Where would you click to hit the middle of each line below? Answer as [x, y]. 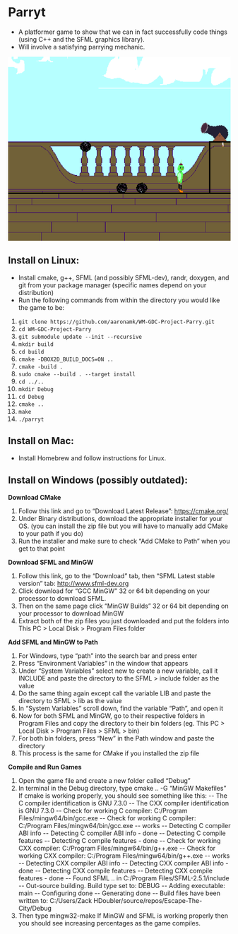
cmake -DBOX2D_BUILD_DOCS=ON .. [66, 359]
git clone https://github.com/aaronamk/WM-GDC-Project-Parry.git [116, 322]
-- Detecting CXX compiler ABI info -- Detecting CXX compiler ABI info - [123, 863]
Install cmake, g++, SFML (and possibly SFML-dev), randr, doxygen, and [124, 277]
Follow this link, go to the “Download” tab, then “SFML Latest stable [117, 575]
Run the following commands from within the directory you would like [119, 300]
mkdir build [36, 344]
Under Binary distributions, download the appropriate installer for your [120, 518]
